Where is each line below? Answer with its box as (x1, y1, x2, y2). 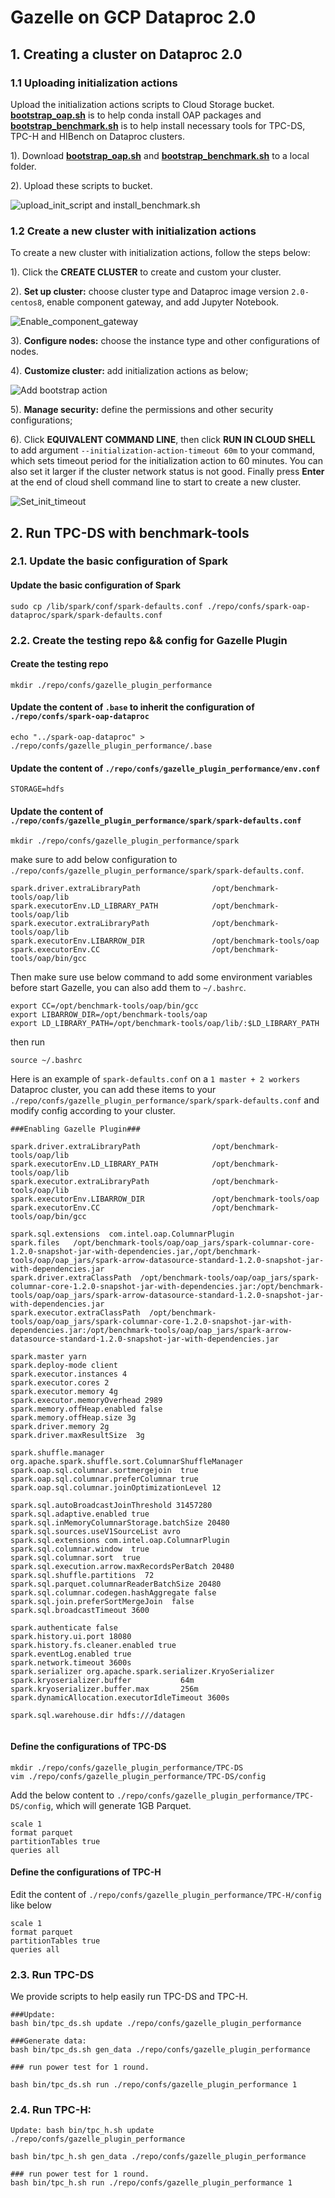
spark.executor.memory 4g (10, 1387, 118, 1397)
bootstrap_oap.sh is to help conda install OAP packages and (10, 109, 262, 121)
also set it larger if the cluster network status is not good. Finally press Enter (10, 466, 325, 478)
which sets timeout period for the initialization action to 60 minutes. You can (10, 455, 323, 467)
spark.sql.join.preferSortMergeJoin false (10, 1597, 195, 1607)
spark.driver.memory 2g (10, 1422, 110, 1432)
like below (10, 1899, 52, 1911)
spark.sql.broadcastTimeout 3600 (10, 1606, 150, 1616)
